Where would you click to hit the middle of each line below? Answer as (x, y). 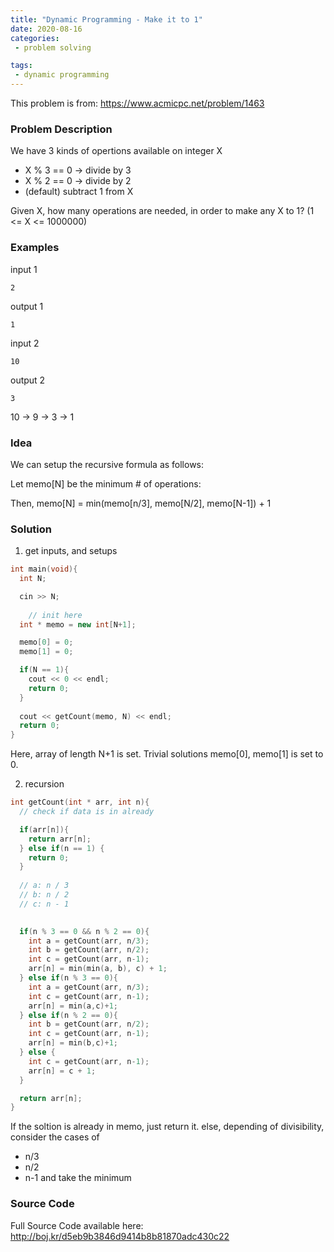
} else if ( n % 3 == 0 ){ (68, 978)
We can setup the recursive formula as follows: (107, 464)
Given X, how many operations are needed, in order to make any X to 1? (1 (162, 211)
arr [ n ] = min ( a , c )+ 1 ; (73, 1006)
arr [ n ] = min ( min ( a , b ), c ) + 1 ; (98, 969)
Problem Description (61, 129)
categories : (35, 38)
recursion (44, 784)
